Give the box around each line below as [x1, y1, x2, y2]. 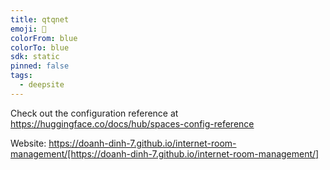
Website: [10, 137, 47, 149]
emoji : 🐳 [10, 24, 47, 34]
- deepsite [19, 80, 65, 90]
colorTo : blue [10, 42, 70, 53]
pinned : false [10, 61, 70, 71]
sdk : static [10, 52, 60, 62]
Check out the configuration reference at [10, 107, 179, 119]
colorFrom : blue [10, 33, 78, 43]
